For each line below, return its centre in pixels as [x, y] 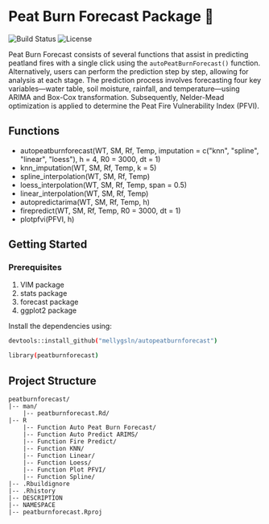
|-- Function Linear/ [59, 455]
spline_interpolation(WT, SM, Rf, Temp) [85, 176]
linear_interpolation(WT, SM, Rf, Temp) [84, 193]
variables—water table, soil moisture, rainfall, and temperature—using [124, 89]
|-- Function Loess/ [57, 463]
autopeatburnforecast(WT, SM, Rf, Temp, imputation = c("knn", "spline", [139, 150]
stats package [43, 293]
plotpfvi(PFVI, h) [47, 219]
